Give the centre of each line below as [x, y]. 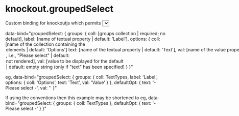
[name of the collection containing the [45, 44]
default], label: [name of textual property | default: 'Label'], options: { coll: [83, 39]
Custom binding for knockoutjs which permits [53, 23]
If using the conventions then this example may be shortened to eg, [76, 98]
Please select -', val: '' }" [31, 88]
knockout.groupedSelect [59, 9]
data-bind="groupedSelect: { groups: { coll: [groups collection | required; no [86, 33]
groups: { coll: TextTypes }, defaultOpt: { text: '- [106, 103]
